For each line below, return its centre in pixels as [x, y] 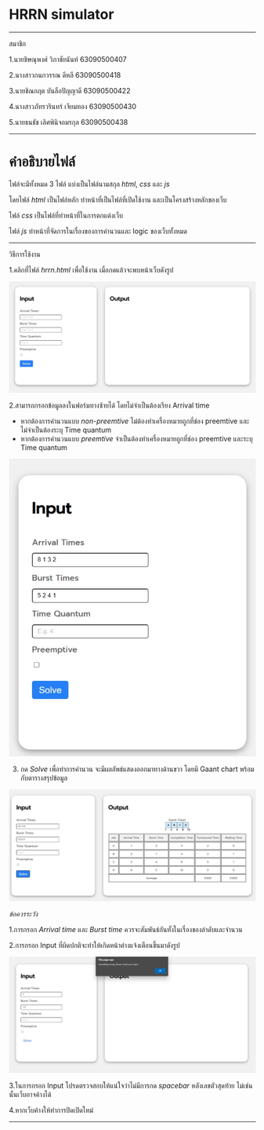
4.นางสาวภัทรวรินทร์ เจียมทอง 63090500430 [72, 106]
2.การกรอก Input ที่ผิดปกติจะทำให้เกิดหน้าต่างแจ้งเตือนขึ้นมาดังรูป [94, 945]
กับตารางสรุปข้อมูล [44, 778]
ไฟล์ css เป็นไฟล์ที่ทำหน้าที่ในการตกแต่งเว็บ [66, 215]
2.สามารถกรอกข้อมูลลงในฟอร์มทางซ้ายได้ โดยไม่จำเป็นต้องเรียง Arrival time [109, 405]
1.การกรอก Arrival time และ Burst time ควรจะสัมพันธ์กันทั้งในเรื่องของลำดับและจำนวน [126, 930]
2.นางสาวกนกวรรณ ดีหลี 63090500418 [65, 75]
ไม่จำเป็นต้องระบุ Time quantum [66, 430]
